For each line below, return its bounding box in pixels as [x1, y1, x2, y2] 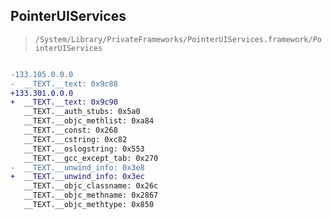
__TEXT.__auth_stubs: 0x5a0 [23, 107, 141, 117]
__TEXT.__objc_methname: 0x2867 [23, 190, 159, 201]
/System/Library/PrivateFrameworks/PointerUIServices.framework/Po [34, 34, 322, 44]
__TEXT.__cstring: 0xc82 [23, 134, 128, 144]
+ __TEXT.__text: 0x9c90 [10, 97, 118, 108]
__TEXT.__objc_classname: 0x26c [23, 181, 159, 191]
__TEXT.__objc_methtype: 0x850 [23, 200, 155, 210]
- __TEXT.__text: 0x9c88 [10, 79, 118, 89]
